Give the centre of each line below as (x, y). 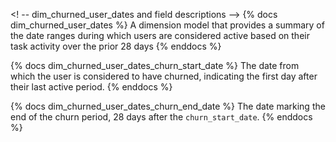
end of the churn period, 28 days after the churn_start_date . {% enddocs (161, 117)
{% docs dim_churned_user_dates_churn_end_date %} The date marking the (168, 106)
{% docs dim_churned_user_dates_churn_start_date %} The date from (155, 65)
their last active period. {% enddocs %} (91, 87)
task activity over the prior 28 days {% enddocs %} (116, 46)
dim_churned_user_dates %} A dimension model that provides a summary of (167, 25)
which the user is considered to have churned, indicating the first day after (164, 76)
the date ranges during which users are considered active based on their (160, 35)
